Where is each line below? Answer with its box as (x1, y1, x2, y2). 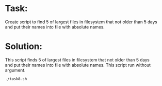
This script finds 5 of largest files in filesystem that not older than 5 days (5, 57, 150, 63)
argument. (5, 67, 26, 73)
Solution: (5, 41, 43, 52)
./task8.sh (5, 76, 27, 81)
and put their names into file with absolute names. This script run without (5, 62, 151, 68)
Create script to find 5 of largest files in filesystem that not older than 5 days (5, 19, 158, 25)
